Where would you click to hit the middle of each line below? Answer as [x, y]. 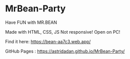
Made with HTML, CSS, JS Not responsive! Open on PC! [63, 32]
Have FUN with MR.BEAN [31, 22]
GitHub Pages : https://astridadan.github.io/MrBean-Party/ [65, 51]
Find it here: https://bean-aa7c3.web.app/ [48, 41]
